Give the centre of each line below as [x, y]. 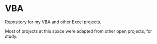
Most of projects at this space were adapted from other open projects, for [78, 31]
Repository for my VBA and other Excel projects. [53, 22]
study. [11, 36]
